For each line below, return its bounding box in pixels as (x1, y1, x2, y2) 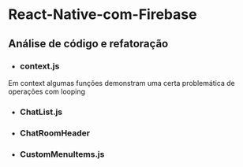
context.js (19, 61, 60, 72)
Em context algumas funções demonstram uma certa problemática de (8, 78, 235, 87)
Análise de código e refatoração (8, 37, 169, 50)
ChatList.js (19, 106, 63, 117)
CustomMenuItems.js (19, 148, 105, 159)
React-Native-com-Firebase (8, 6, 197, 24)
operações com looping (8, 87, 85, 96)
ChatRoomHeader (19, 128, 91, 139)
